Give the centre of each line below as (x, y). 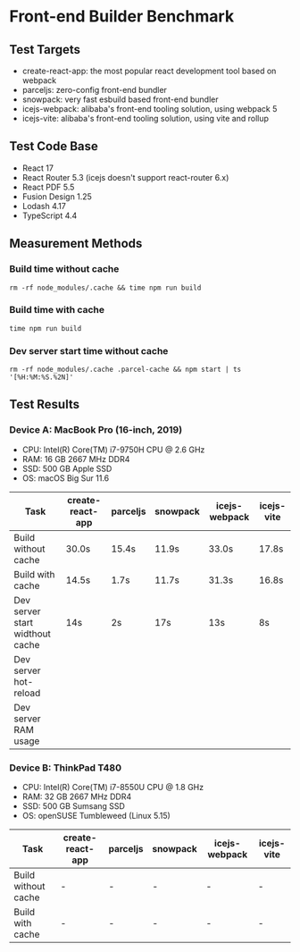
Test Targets (45, 50)
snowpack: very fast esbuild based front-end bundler (120, 99)
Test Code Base (54, 146)
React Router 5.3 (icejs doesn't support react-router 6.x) (125, 177)
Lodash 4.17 (44, 206)
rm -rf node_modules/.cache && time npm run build (105, 288)
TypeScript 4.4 (50, 215)
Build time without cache (64, 269)
